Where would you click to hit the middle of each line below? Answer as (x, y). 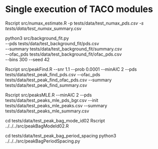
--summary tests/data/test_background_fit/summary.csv (64, 49)
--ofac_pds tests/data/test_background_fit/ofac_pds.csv (63, 54)
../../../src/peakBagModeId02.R (37, 126)
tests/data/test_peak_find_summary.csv (46, 85)
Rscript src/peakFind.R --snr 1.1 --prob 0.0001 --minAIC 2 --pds (71, 69)
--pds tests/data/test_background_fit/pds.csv (52, 43)
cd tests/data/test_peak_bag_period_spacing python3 (61, 135)
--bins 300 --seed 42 (28, 59)
